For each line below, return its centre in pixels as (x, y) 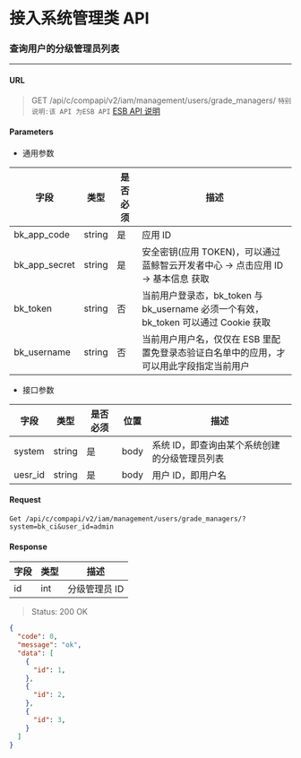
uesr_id (29, 474)
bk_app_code (42, 234)
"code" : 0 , (38, 637)
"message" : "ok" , (50, 645)
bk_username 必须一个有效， (203, 308)
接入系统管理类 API (79, 18)
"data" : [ (35, 653)
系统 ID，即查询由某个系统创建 (216, 444)
